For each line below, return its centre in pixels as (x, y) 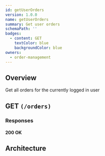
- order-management (30, 57)
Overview (21, 77)
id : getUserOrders (25, 10)
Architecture (26, 149)
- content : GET (26, 39)
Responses (20, 120)
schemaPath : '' (21, 29)
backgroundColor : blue (38, 48)
